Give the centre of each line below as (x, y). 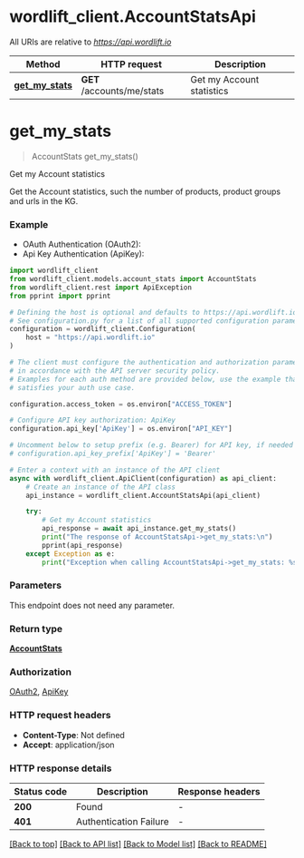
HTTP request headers (60, 716)
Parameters (35, 585)
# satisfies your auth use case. (72, 387)
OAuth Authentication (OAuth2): (82, 244)
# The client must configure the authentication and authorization (139, 363)
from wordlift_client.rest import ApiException (101, 288)
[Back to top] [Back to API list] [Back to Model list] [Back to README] (138, 844)
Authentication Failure (122, 822)
